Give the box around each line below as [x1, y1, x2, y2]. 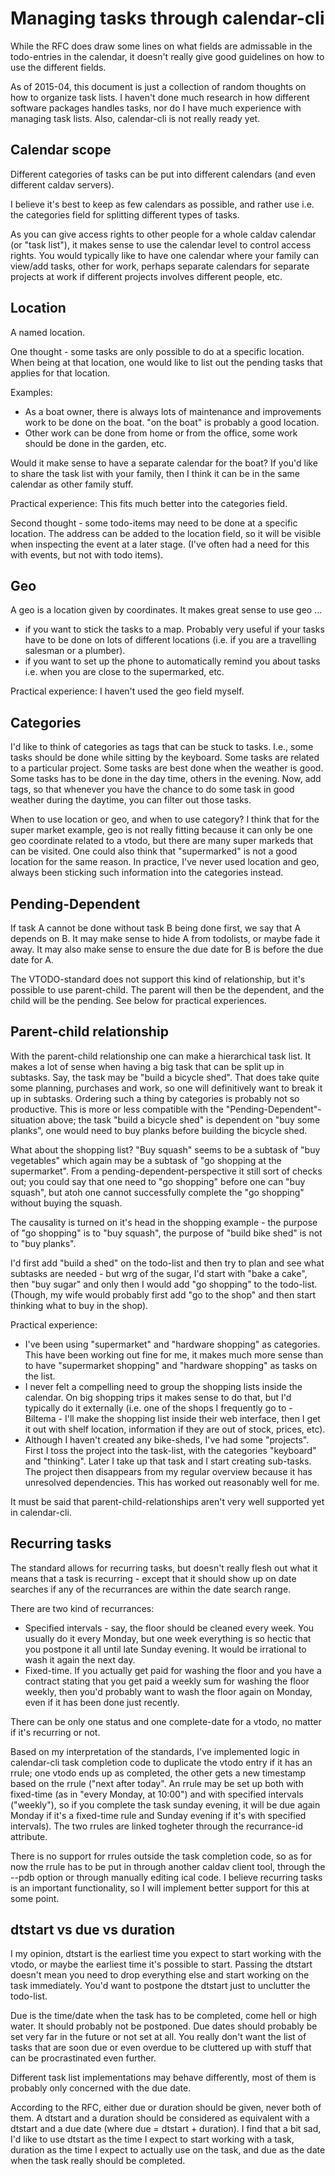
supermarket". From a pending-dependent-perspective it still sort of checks [10, 1165, 323, 1177]
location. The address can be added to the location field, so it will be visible [10, 527, 322, 539]
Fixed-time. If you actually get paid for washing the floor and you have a [24, 1664, 322, 1676]
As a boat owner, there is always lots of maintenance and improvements [24, 405, 322, 417]
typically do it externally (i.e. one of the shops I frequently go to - [24, 1402, 293, 1414]
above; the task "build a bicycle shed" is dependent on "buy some [48, 1113, 321, 1126]
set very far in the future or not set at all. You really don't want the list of [10, 2031, 307, 2043]
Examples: [10, 386, 53, 398]
